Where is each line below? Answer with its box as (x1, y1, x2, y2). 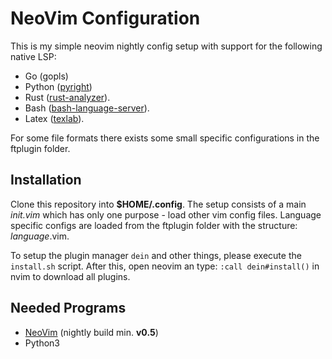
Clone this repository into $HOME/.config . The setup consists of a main (10, 198, 307, 210)
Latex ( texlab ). (24, 112, 85, 124)
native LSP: (10, 50, 57, 62)
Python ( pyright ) (24, 80, 93, 92)
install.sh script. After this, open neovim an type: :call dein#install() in (10, 260, 320, 272)
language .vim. (10, 230, 70, 242)
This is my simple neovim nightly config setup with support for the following (10, 40, 323, 52)
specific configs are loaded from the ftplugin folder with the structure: (10, 219, 298, 231)
